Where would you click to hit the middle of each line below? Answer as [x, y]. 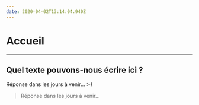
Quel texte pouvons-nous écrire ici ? [75, 70]
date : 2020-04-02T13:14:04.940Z [46, 12]
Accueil [25, 41]
